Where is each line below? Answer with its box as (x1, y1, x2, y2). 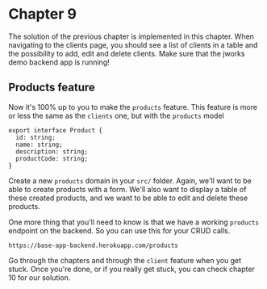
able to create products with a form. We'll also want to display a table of (8, 184, 247, 194)
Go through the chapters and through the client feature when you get (8, 255, 242, 265)
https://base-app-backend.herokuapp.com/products (8, 241, 179, 249)
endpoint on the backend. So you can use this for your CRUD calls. (8, 225, 231, 235)
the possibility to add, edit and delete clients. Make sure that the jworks (8, 48, 245, 58)
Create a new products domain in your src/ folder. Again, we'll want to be (8, 175, 252, 186)
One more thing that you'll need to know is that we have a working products (8, 217, 260, 227)
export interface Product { (8, 126, 103, 134)
